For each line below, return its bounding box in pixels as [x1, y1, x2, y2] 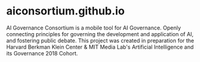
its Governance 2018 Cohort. [6, 49, 78, 57]
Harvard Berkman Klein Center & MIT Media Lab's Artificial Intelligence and [6, 43, 194, 51]
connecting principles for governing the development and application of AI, [6, 30, 194, 37]
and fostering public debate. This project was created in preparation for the [6, 37, 195, 44]
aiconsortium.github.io [6, 4, 125, 18]
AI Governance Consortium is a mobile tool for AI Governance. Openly [6, 24, 181, 31]
